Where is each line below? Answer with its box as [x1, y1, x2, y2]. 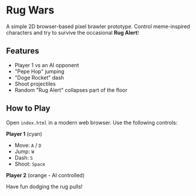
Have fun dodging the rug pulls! [6, 183, 83, 190]
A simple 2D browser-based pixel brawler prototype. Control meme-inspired [6, 23, 191, 30]
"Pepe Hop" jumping [14, 68, 65, 75]
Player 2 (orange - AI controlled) [6, 171, 85, 178]
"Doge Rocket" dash [14, 74, 65, 81]
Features [6, 46, 39, 56]
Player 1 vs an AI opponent [14, 61, 79, 68]
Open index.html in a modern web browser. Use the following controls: [6, 119, 178, 126]
